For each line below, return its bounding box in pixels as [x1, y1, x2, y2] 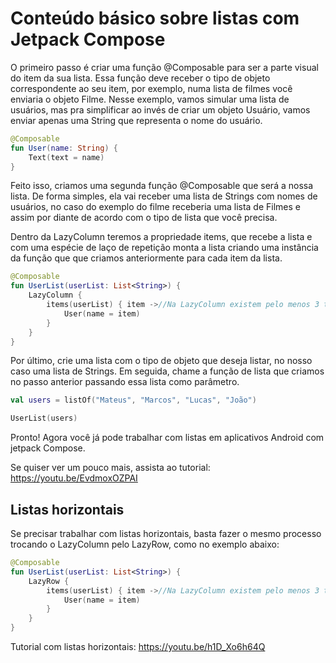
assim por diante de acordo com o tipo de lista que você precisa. [10, 212, 278, 224]
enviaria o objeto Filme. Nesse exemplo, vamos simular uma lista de [10, 93, 290, 105]
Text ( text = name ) [28, 152, 105, 162]
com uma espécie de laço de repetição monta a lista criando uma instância [10, 242, 319, 254]
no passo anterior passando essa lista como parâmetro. [10, 376, 240, 388]
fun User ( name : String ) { [10, 143, 118, 153]
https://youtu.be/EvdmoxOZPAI [10, 472, 138, 484]
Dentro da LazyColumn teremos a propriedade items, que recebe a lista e [10, 231, 313, 243]
